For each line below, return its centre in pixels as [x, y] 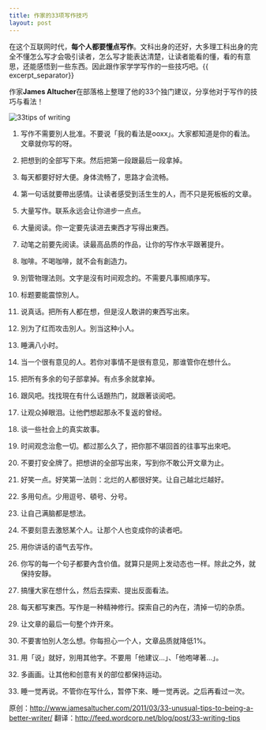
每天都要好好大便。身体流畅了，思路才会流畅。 [96, 177]
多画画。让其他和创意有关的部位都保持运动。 [93, 674]
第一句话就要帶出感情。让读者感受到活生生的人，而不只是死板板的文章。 [138, 194]
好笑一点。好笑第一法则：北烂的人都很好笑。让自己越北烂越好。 [124, 479]
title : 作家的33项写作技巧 [49, 15]
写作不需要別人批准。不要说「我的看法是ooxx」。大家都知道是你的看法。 [137, 133]
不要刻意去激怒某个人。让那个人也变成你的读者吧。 [103, 530]
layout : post [30, 23]
